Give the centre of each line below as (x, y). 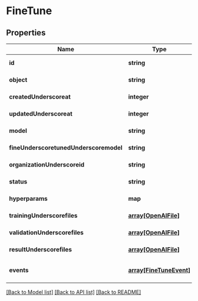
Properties (26, 33)
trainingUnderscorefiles (43, 215)
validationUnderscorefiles (47, 233)
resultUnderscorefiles (41, 249)
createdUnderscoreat (40, 97)
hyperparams (29, 199)
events (19, 270)
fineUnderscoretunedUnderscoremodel (66, 148)
